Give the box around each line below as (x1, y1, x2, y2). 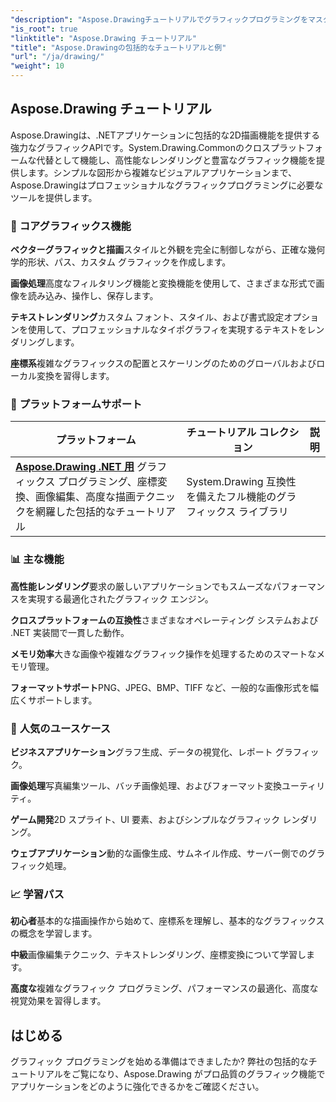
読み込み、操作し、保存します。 (27, 290, 159, 302)
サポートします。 (27, 694, 98, 706)
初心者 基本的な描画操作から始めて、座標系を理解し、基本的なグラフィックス (10, 915, 325, 927)
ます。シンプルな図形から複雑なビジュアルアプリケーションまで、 (27, 166, 297, 178)
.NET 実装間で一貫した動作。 (10, 626, 130, 638)
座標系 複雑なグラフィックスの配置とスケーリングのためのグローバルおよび (10, 357, 317, 370)
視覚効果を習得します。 (10, 995, 107, 1007)
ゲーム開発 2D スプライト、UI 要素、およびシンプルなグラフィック (10, 814, 281, 825)
